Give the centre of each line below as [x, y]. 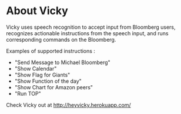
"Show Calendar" [36, 68]
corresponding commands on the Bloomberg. [61, 39]
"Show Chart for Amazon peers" [53, 87]
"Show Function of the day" [48, 81]
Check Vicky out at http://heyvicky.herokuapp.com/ [68, 105]
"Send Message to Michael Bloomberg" [62, 62]
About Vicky [37, 11]
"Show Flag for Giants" [42, 75]
